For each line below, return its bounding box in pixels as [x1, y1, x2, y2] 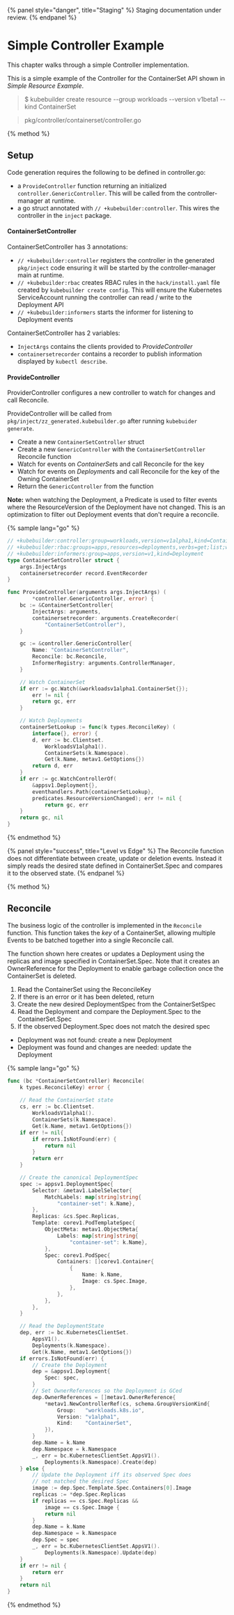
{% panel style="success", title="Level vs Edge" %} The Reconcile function [7, 847, 224, 855]
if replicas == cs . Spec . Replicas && [32, 1497, 139, 1504]
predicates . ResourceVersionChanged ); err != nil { [32, 795, 182, 802]
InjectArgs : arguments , [32, 608, 101, 615]
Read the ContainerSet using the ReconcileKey [17, 985, 152, 993]
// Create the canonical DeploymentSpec [19, 1174, 139, 1181]
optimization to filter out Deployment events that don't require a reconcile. [7, 510, 219, 519]
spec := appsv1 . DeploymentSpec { [19, 1180, 114, 1187]
